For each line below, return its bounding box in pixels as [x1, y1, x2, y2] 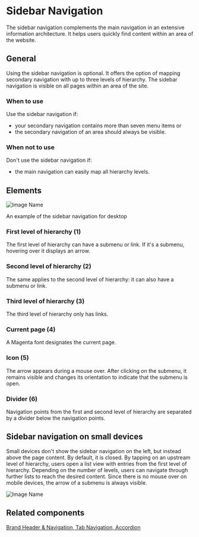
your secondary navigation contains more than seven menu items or [14, 122, 182, 129]
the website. [6, 36, 37, 43]
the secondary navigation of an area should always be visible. [14, 128, 166, 136]
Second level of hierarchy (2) [6, 262, 91, 271]
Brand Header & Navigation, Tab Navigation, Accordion [6, 523, 141, 530]
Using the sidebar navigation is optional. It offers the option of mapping [6, 70, 181, 77]
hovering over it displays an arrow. [6, 247, 90, 255]
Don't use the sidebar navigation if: [6, 156, 92, 164]
